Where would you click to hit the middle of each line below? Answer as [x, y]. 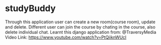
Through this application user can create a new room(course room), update [80, 22]
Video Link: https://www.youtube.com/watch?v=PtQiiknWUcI [66, 37]
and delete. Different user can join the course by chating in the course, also [80, 27]
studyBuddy [30, 8]
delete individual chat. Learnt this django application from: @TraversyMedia [81, 32]
